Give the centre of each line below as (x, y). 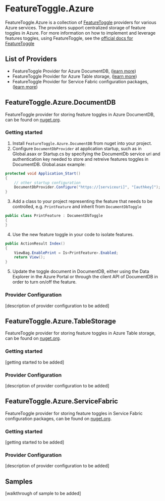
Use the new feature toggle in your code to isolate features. (73, 234)
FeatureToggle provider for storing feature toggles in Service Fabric (74, 413)
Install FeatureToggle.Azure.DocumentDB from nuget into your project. (82, 143)
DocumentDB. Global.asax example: (49, 164)
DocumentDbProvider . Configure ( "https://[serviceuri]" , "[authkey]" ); (87, 187)
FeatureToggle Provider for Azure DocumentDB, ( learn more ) (74, 71)
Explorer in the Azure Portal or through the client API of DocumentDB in (85, 277)
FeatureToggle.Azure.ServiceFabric (62, 402)
